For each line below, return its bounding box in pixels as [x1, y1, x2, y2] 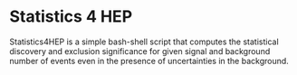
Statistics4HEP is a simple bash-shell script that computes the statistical [9, 36, 279, 47]
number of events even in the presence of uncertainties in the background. [9, 55, 290, 66]
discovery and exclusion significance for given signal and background [9, 45, 271, 56]
